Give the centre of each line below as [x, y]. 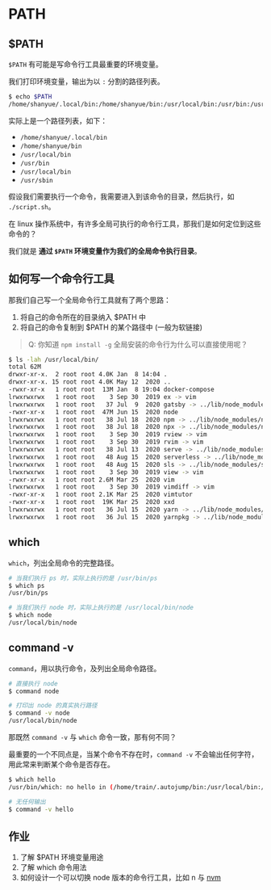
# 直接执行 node [33, 683]
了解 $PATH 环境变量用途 [62, 858]
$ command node [34, 691]
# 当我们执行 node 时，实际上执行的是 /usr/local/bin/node [101, 608]
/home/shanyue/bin [51, 146]
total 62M [25, 367]
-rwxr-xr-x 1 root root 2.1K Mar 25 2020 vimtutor [101, 495]
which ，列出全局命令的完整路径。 [63, 563]
